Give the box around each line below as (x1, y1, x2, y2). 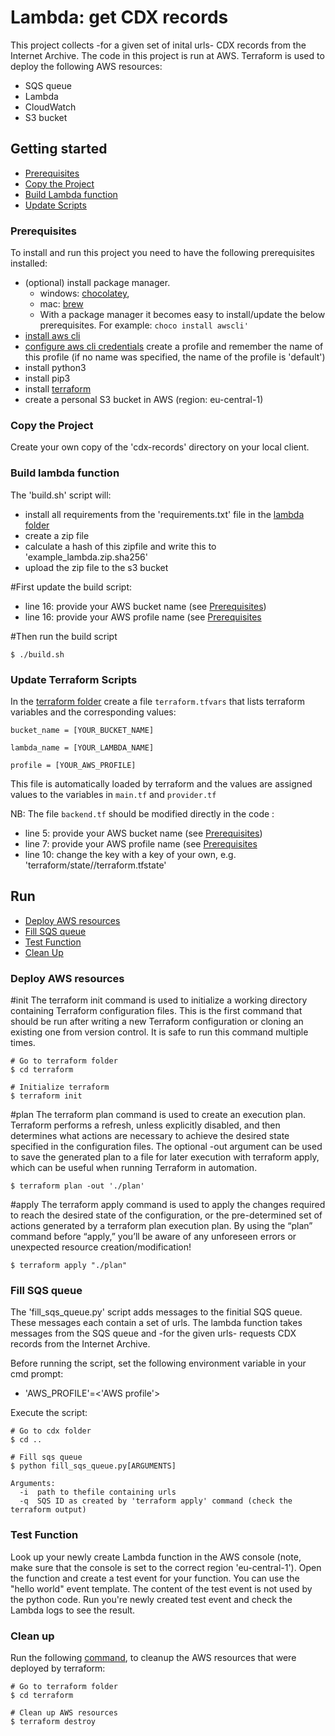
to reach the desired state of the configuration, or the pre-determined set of (10, 1209, 323, 1221)
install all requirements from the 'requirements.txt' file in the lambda (24, 508, 305, 520)
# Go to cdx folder (10, 1426, 92, 1436)
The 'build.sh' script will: (10, 489, 112, 501)
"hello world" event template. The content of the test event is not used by (10, 1582, 313, 1595)
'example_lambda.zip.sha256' (24, 551, 148, 563)
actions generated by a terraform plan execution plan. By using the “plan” (10, 1220, 313, 1232)
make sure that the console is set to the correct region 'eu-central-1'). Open (10, 1561, 322, 1573)
